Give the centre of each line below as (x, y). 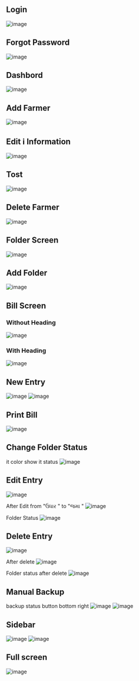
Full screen (27, 657)
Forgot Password (38, 43)
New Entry (26, 382)
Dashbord (24, 75)
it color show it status (32, 461)
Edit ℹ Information (38, 141)
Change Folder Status (47, 448)
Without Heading (31, 322)
